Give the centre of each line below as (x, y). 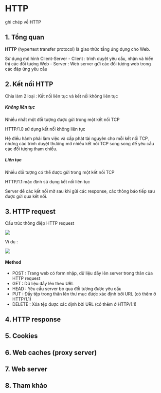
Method (13, 262)
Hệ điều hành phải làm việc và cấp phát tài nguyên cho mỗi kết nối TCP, (77, 138)
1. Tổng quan (25, 37)
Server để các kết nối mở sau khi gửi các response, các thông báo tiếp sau (80, 191)
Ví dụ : (11, 242)
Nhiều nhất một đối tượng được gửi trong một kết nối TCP (63, 119)
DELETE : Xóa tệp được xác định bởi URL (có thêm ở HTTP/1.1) (74, 304)
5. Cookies (21, 336)
